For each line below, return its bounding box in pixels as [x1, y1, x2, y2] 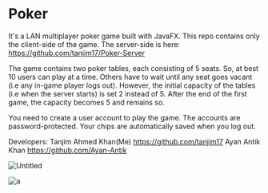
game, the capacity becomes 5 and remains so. [8, 97, 166, 107]
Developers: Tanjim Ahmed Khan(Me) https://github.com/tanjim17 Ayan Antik [8, 136, 261, 146]
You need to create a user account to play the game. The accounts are [8, 112, 241, 122]
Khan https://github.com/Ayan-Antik [8, 145, 127, 155]
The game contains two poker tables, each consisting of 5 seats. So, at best [8, 63, 258, 73]
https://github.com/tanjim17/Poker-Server [8, 48, 146, 57]
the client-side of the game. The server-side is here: [8, 39, 180, 49]
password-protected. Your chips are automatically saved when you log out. [8, 121, 256, 131]
